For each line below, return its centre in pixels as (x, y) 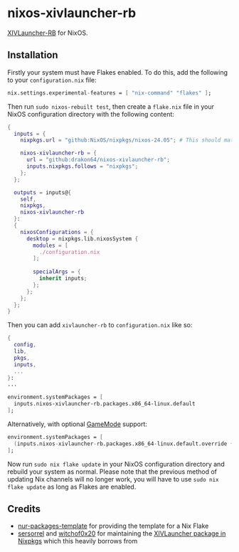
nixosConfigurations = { (57, 232)
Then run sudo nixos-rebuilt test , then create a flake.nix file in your (111, 106)
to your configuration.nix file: (52, 80)
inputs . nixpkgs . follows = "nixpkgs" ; (82, 166)
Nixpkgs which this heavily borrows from (78, 541)
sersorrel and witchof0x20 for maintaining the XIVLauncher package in (122, 534)
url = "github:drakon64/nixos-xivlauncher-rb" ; (98, 160)
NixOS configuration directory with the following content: (91, 114)
